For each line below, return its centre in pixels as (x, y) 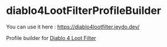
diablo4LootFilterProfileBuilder (83, 11)
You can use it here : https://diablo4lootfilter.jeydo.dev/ (73, 27)
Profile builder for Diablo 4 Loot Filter (51, 38)
